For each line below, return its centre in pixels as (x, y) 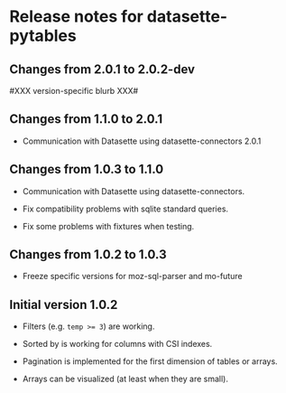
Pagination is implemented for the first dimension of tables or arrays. (150, 361)
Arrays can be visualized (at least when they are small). (125, 379)
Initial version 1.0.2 (64, 304)
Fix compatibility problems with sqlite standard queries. (125, 209)
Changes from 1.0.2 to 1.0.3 (88, 255)
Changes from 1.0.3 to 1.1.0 (87, 169)
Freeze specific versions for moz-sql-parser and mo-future (132, 276)
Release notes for (77, 17)
